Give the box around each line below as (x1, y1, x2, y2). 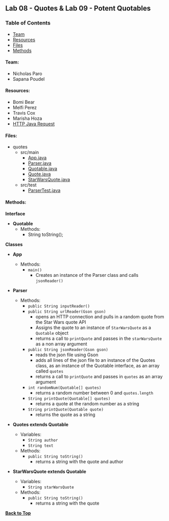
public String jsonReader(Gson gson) (28, 347, 108, 352)
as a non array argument (35, 340, 88, 347)
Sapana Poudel (12, 76, 45, 82)
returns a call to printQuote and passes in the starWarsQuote (35, 335, 162, 341)
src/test (20, 182, 37, 188)
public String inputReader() (28, 303, 90, 309)
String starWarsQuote (28, 485, 74, 490)
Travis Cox (12, 110, 36, 116)
